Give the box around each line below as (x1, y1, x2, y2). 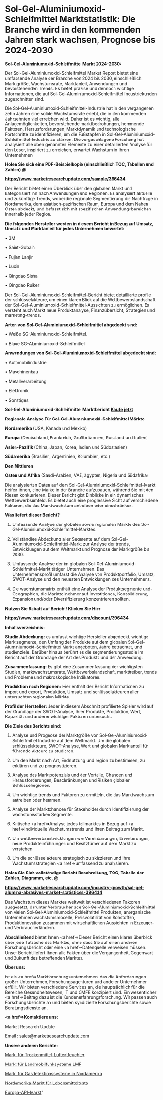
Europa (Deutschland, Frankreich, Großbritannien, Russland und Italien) (5, 435, 148, 440)
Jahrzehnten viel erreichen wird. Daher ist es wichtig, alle (5, 116, 120, 122)
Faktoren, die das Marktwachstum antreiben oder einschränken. (5, 502, 133, 508)
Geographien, (12, 591, 40, 596)
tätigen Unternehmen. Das (51, 566, 105, 572)
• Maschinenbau (5, 368, 38, 375)
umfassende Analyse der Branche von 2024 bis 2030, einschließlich (5, 75, 142, 81)
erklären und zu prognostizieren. (12, 762, 78, 768)
